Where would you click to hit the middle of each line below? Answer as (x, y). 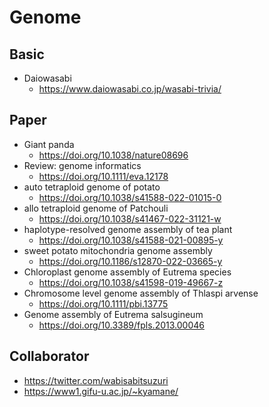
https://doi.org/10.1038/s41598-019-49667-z (131, 282)
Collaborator (49, 356)
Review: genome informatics (82, 165)
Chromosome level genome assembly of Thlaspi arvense (141, 293)
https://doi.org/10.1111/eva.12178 (103, 176)
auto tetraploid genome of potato (92, 187)
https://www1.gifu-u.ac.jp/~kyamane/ (101, 391)
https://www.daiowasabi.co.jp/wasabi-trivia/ (130, 89)
